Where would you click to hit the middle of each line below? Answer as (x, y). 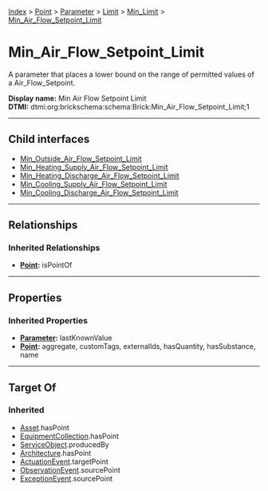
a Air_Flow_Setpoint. (42, 82)
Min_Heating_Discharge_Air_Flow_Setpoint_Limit (99, 176)
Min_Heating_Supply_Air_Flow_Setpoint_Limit (94, 167)
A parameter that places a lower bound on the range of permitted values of (132, 74)
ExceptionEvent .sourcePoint (66, 478)
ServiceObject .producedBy (64, 444)
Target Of (32, 388)
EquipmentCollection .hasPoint (69, 436)
